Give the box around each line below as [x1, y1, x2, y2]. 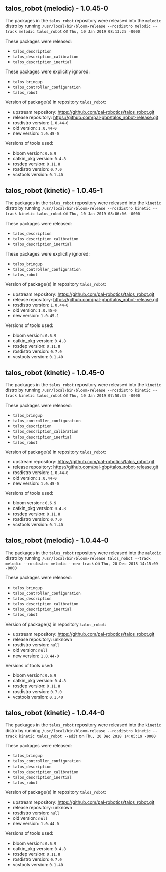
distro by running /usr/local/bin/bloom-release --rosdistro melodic [5, 23, 151, 29]
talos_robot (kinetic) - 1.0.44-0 [5, 708, 105, 717]
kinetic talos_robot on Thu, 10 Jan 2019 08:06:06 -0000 [18, 210, 140, 216]
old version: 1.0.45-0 [12, 307, 57, 313]
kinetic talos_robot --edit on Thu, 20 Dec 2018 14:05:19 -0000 [18, 733, 156, 739]
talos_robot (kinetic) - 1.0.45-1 [5, 186, 103, 195]
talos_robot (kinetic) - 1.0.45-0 [5, 369, 105, 377]
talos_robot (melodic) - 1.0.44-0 [5, 536, 109, 544]
